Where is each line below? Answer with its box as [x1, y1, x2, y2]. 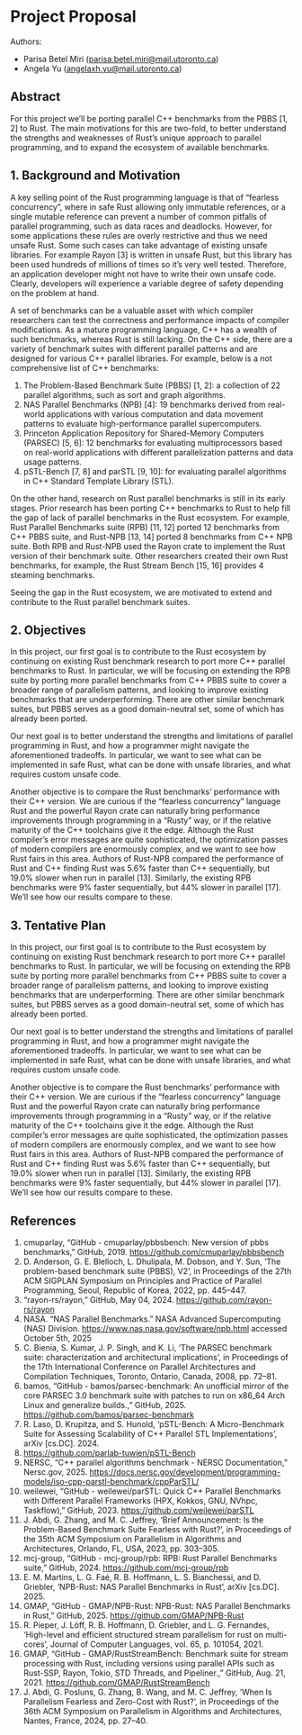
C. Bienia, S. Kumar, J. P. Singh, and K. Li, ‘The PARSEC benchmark [22, 1342, 272, 1352]
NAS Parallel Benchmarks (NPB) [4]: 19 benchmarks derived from [22, 399, 266, 410]
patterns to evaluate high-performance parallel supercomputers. [22, 418, 262, 429]
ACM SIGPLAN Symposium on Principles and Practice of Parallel [22, 1276, 262, 1286]
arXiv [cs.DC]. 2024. [22, 1438, 100, 1449]
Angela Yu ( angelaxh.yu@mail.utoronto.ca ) [22, 63, 182, 74]
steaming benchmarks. [10, 569, 95, 580]
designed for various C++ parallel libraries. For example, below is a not [10, 353, 272, 364]
